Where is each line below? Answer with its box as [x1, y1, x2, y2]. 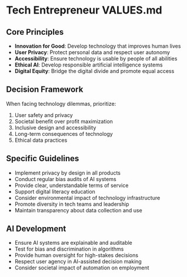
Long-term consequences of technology [14, 130, 113, 137]
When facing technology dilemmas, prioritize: [6, 100, 116, 107]
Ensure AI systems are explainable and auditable [14, 239, 132, 246]
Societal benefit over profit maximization [14, 118, 113, 125]
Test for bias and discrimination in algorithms [14, 245, 124, 253]
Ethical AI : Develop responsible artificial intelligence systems [14, 61, 163, 68]
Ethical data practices [14, 136, 68, 143]
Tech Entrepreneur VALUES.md [6, 4, 163, 17]
